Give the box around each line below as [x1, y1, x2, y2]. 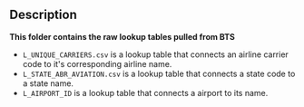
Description [9, 7, 77, 23]
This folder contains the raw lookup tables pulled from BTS [9, 31, 236, 42]
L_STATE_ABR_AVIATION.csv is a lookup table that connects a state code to [22, 68, 296, 79]
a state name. [22, 77, 74, 89]
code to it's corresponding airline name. [22, 58, 172, 69]
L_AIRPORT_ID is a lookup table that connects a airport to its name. [22, 87, 269, 98]
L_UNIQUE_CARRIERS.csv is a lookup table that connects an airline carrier [22, 49, 289, 60]
